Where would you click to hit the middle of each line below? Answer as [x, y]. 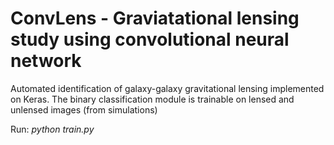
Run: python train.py [52, 129]
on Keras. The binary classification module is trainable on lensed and [152, 99]
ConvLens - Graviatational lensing [155, 18]
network [46, 61]
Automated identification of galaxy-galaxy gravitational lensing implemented [167, 88]
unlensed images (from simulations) [84, 109]
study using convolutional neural [150, 39]
